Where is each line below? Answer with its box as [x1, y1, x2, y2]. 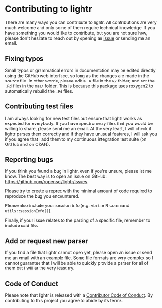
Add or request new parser [5, 237, 88, 245]
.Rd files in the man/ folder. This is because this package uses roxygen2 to [5, 83, 154, 89]
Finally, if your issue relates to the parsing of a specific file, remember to [5, 217, 151, 223]
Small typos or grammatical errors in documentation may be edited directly [5, 67, 156, 73]
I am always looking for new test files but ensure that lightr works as [5, 115, 142, 121]
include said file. [5, 223, 38, 228]
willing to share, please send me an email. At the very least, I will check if [5, 125, 152, 131]
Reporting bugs [5, 155, 54, 164]
